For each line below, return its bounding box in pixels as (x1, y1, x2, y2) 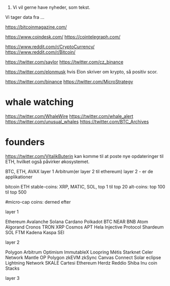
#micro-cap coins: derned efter (5, 199, 71, 205)
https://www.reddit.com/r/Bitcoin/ (5, 49, 76, 55)
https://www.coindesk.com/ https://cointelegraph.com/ (5, 34, 121, 40)
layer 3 (5, 275, 20, 281)
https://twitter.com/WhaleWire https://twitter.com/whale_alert (5, 113, 133, 119)
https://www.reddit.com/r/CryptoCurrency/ (5, 44, 95, 50)
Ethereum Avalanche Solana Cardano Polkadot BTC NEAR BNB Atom (5, 218, 148, 225)
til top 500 (5, 189, 27, 195)
